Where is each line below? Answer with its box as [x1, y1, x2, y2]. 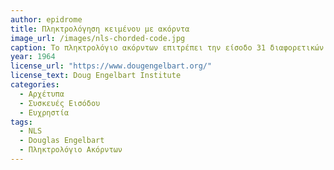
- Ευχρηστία [19, 107, 70, 118]
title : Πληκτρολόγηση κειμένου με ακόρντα [10, 24, 190, 34]
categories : [10, 80, 60, 90]
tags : [10, 117, 33, 127]
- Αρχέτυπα [19, 89, 65, 99]
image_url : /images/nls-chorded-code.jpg [10, 33, 186, 43]
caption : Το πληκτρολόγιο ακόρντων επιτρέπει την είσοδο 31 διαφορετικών [10, 42, 325, 53]
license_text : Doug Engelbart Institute [10, 71, 182, 81]
